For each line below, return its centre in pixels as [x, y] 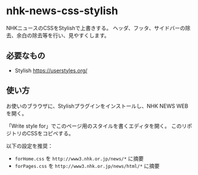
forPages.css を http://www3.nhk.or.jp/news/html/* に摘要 [87, 166]
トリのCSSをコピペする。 [42, 133]
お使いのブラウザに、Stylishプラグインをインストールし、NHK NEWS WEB [97, 106]
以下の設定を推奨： [30, 145]
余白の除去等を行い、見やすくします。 [63, 35]
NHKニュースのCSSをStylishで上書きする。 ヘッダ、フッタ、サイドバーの [96, 28]
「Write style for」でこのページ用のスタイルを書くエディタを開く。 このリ [97, 126]
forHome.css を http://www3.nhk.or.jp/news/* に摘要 [79, 158]
